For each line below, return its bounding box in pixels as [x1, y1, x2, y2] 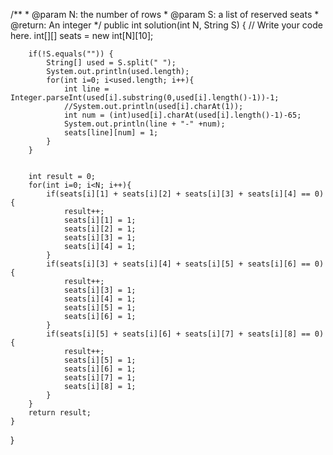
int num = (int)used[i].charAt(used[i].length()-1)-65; [63, 110, 302, 120]
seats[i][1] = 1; [63, 215, 137, 225]
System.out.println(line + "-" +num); [63, 119, 226, 129]
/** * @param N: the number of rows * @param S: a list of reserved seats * [10, 9, 320, 20]
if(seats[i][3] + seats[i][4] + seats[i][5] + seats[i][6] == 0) [46, 259, 325, 269]
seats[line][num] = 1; [63, 128, 159, 138]
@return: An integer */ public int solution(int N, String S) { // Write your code [10, 19, 323, 31]
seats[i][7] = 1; [63, 373, 137, 383]
